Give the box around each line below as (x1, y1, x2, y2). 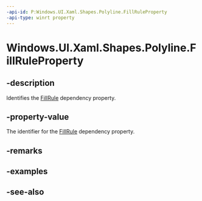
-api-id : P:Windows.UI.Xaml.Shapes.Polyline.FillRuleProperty (6, 9, 167, 15)
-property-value (6, 111, 69, 122)
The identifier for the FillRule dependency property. (6, 128, 135, 135)
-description (6, 78, 55, 88)
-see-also (6, 187, 44, 197)
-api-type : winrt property (6, 15, 75, 21)
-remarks (6, 146, 43, 156)
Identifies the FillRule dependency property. (6, 94, 116, 101)
